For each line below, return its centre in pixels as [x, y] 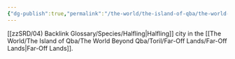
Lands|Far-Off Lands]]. [40, 48]
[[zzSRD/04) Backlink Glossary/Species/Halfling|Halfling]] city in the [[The [114, 33]
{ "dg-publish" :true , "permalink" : [56, 14]
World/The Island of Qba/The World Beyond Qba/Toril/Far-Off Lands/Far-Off [117, 41]
